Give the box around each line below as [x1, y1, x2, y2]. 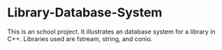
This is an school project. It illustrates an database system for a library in [7, 27, 216, 36]
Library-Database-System [7, 5, 163, 21]
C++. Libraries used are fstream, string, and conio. [7, 34, 153, 42]
